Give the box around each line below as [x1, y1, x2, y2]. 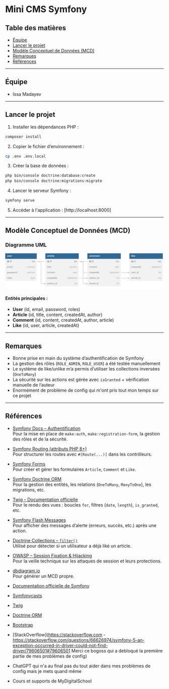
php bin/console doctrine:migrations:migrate [5, 178, 102, 183]
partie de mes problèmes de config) [12, 653, 87, 659]
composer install [5, 134, 42, 139]
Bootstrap [12, 621, 33, 628]
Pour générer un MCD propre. [12, 573, 74, 579]
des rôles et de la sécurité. [12, 436, 68, 442]
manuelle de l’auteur [12, 382, 55, 388]
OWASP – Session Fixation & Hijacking [12, 552, 92, 558]
